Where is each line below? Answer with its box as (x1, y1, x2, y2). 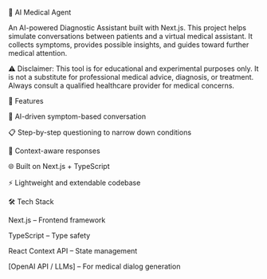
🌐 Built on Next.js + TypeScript (8, 162, 110, 171)
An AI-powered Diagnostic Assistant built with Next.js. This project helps (8, 23, 247, 32)
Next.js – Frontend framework (8, 215, 106, 225)
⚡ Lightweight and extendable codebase (8, 178, 141, 187)
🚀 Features (8, 96, 44, 105)
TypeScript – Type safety (8, 231, 91, 240)
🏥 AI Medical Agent (8, 8, 72, 17)
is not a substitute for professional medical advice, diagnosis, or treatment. (8, 73, 254, 81)
